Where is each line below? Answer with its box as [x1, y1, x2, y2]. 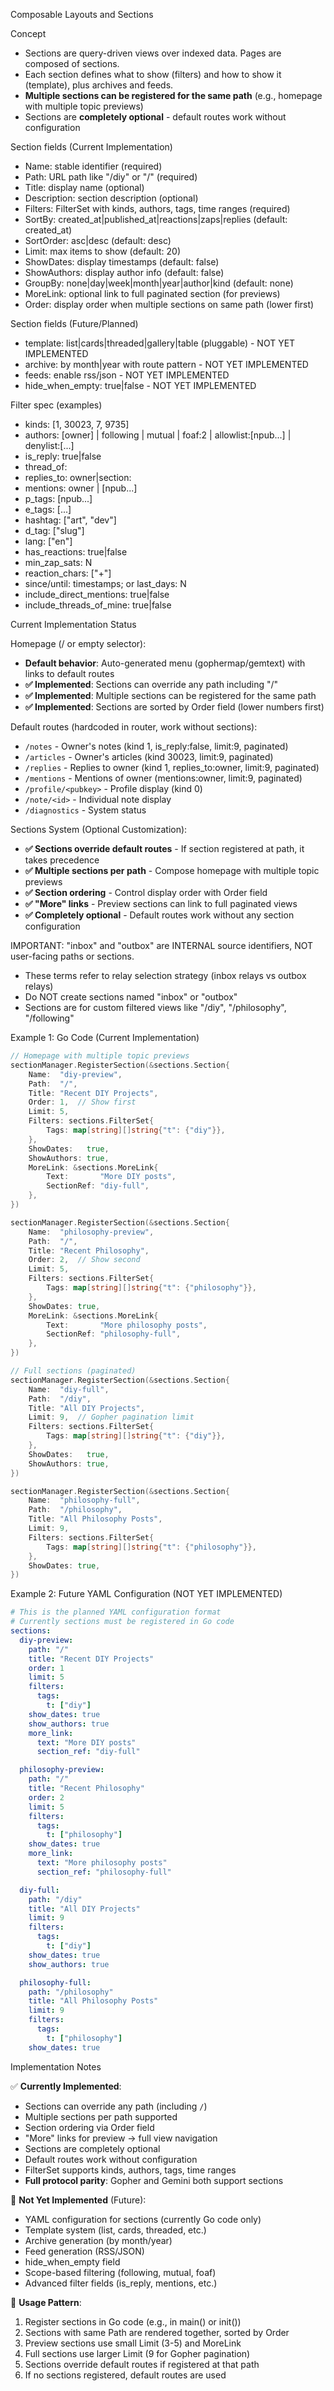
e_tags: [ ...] [24, 504, 72, 515]
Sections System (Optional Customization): [10, 824, 188, 835]
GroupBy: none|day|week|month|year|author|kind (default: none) [24, 277, 294, 289]
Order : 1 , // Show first [28, 1097, 137, 1108]
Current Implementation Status [10, 619, 137, 630]
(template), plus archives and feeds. [24, 79, 174, 91]
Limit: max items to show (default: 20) [24, 245, 181, 257]
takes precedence [24, 854, 100, 866]
